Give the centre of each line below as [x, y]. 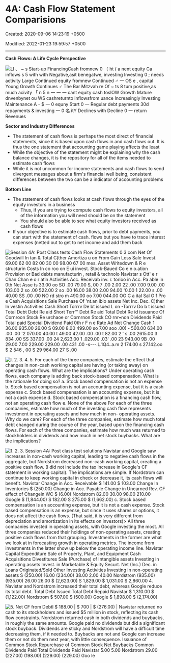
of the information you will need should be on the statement [83, 215]
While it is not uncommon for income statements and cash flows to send [88, 168]
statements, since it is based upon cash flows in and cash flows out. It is [88, 141]
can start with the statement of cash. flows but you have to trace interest [89, 237]
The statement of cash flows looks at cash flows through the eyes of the [89, 199]
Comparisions [36, 20]
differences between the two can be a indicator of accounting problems [88, 179]
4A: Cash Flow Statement [60, 9]
